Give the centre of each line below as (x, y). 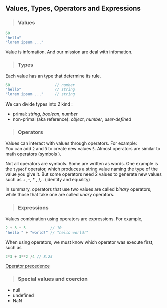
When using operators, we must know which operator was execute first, (79, 242)
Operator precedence (28, 266)
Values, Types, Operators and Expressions (73, 8)
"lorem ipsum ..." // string (40, 94)
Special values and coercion (52, 279)
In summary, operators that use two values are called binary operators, (78, 189)
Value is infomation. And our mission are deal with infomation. (69, 52)
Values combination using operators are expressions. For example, (74, 219)
